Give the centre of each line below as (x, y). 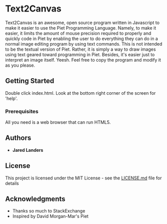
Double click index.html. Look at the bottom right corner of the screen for (80, 93)
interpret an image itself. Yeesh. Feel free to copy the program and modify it (83, 60)
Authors (18, 138)
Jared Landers (28, 150)
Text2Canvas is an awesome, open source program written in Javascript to (82, 23)
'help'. (11, 98)
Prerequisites (22, 111)
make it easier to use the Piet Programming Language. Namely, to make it (81, 28)
